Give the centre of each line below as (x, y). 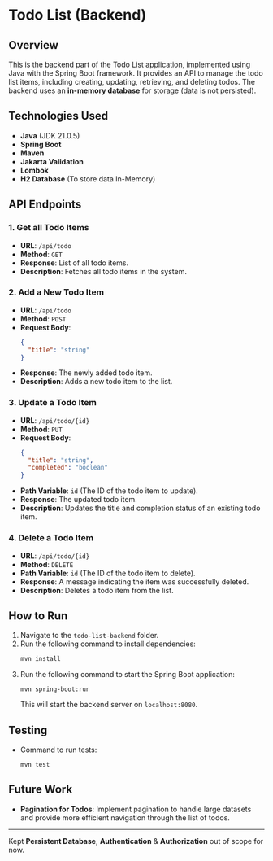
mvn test (35, 765)
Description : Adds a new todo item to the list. (96, 382)
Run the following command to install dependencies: (108, 644)
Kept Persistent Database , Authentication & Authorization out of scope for (136, 841)
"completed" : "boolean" (68, 468)
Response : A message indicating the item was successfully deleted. (134, 581)
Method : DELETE (47, 564)
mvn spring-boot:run (55, 689)
